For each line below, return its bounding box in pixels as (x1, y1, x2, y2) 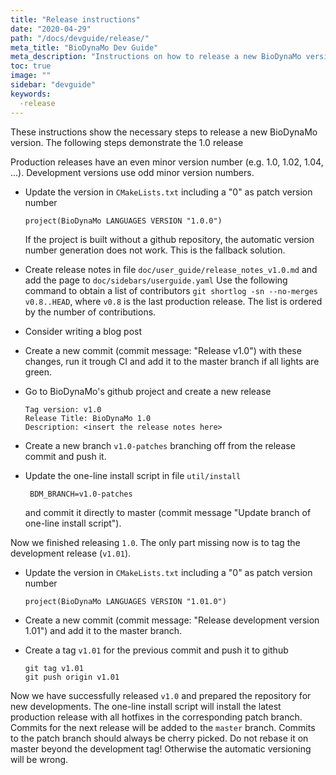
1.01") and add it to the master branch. (24, 624, 183, 636)
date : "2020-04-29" (10, 24, 92, 34)
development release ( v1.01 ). (10, 547, 132, 559)
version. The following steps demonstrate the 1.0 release (10, 136, 244, 148)
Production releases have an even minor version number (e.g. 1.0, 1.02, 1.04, (10, 156, 324, 168)
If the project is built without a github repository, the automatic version (24, 233, 315, 245)
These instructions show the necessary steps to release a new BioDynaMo (10, 126, 318, 138)
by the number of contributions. (24, 306, 157, 318)
